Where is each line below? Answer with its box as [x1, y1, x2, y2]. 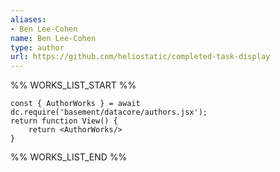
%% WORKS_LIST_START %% [10, 79, 137, 91]
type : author [10, 42, 65, 53]
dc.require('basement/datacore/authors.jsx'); [10, 107, 208, 118]
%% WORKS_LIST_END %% [10, 151, 128, 163]
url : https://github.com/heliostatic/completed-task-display [10, 52, 271, 62]
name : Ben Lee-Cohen [10, 33, 97, 43]
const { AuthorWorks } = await [10, 99, 141, 109]
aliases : [10, 14, 47, 25]
